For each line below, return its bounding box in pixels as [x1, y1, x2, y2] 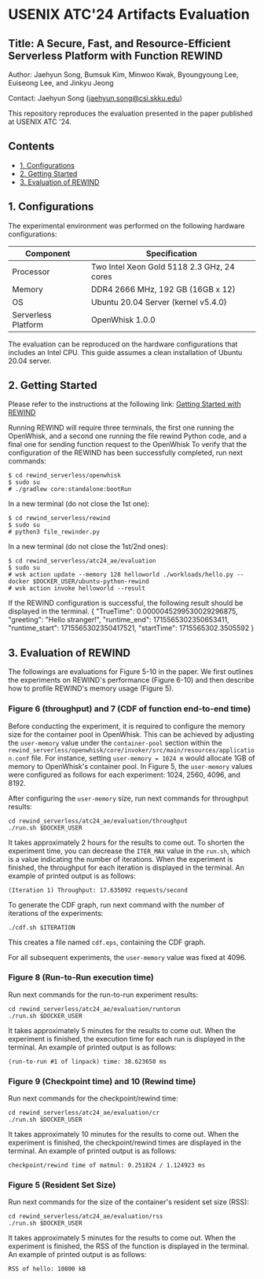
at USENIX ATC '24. [8, 117, 72, 126]
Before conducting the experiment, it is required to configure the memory [8, 721, 246, 731]
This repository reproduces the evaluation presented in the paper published [8, 108, 253, 118]
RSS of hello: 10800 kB [8, 1265, 86, 1274]
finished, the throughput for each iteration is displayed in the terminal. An [8, 863, 245, 872]
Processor [12, 266, 50, 277]
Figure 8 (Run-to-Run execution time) [8, 972, 155, 983]
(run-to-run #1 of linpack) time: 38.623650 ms [8, 1057, 167, 1065]
